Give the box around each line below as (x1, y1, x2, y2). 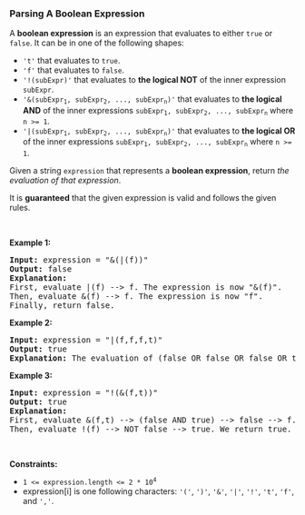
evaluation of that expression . (9, 174, 122, 185)
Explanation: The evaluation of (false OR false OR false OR (9, 352, 288, 363)
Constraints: (9, 458, 58, 470)
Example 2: (9, 317, 53, 328)
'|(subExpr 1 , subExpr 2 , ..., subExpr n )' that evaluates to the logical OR (22, 125, 296, 138)
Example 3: (9, 370, 53, 381)
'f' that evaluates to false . (22, 64, 125, 75)
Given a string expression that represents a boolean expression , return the (9, 164, 290, 175)
